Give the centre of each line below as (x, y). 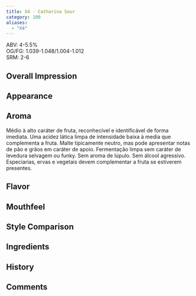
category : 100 (24, 17)
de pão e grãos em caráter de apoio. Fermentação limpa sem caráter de (94, 149)
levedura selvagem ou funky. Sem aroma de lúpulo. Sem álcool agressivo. (96, 155)
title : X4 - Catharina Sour (41, 12)
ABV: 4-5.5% (22, 45)
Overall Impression (42, 76)
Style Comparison (40, 227)
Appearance (30, 96)
